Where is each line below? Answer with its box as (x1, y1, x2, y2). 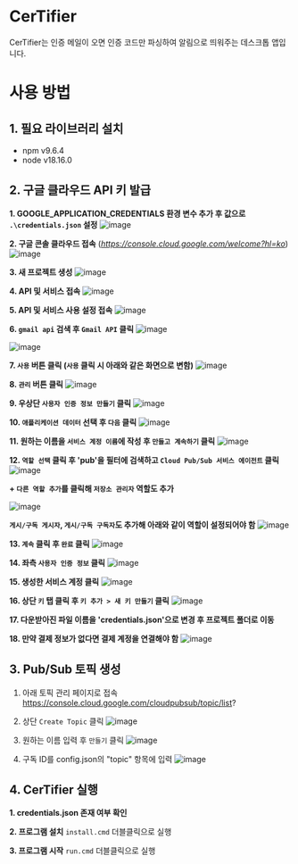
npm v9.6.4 (21, 145, 65, 155)
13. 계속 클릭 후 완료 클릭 (9, 538, 90, 549)
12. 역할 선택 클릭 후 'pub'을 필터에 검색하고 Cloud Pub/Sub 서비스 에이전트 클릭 (9, 454, 279, 465)
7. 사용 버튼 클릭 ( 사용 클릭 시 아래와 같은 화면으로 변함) (9, 360, 194, 370)
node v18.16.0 (21, 154, 73, 165)
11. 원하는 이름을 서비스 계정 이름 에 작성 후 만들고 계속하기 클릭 (9, 436, 216, 446)
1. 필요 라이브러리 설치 (9, 120, 124, 136)
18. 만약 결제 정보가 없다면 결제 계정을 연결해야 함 (9, 633, 179, 644)
